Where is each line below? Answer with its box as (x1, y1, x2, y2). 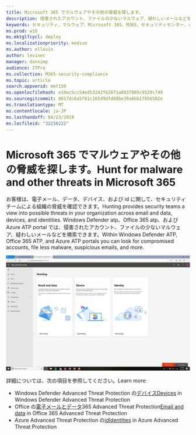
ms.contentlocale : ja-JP (6, 108, 66, 114)
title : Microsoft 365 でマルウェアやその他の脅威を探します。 (6, 9, 143, 15)
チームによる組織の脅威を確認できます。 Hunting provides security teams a (6, 203, 185, 210)
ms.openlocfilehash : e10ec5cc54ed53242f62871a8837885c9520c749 (6, 89, 163, 96)
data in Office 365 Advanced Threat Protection (14, 410, 127, 417)
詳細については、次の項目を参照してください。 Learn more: (6, 377, 148, 384)
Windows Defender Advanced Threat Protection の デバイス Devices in (14, 389, 182, 397)
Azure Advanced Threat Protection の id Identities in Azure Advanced (14, 417, 178, 424)
